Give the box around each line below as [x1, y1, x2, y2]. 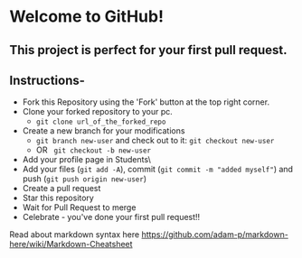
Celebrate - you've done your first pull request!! [22, 212, 201, 223]
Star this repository [22, 192, 95, 204]
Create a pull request [22, 183, 101, 194]
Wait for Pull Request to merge [22, 202, 137, 213]
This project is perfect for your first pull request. [9, 42, 288, 58]
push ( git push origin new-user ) [22, 173, 147, 184]
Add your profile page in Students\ [22, 154, 152, 165]
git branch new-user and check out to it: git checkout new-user [35, 135, 275, 146]
